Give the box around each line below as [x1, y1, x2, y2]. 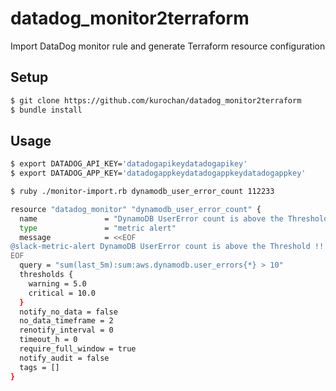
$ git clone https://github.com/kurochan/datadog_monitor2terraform [10, 95, 302, 106]
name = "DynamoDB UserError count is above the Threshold [19, 213, 329, 224]
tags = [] [19, 362, 60, 372]
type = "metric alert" [19, 223, 177, 233]
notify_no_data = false [19, 307, 118, 317]
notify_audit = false [19, 353, 110, 363]
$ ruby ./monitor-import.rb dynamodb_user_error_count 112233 [10, 187, 275, 197]
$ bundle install [10, 105, 83, 115]
